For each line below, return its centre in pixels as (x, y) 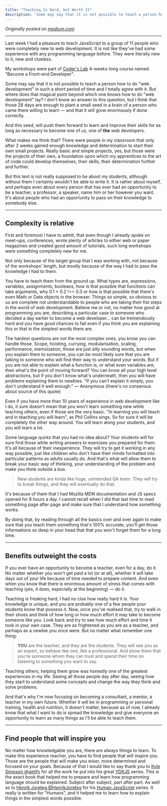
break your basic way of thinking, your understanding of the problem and (80, 464)
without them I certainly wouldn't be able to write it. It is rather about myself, (83, 182)
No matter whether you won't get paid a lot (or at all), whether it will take (79, 573)
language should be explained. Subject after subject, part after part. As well (83, 782)
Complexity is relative (40, 223)
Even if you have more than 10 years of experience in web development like (83, 401)
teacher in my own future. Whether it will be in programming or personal (79, 702)
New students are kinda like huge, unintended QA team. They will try (87, 479)
